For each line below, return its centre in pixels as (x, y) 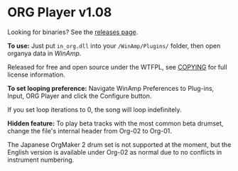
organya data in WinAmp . (44, 53)
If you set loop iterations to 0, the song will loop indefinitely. (94, 109)
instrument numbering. (41, 160)
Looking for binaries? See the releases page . (73, 32)
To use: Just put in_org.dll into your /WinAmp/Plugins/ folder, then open (114, 45)
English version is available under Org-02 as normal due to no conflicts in (115, 152)
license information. (36, 75)
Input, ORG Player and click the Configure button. (80, 96)
